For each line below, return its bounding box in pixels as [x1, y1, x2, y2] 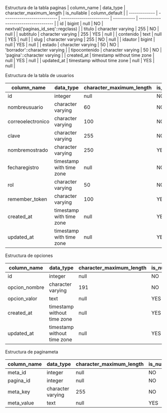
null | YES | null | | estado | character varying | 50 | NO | [5, 42, 119, 47]
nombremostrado [7, 147, 48, 154]
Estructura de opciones [5, 252, 53, 258]
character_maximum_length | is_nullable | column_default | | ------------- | [5, 10, 158, 16]
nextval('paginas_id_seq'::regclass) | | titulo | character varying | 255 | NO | [5, 26, 159, 32]
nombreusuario [7, 104, 43, 110]
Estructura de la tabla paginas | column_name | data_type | [5, 5, 126, 10]
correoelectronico [7, 118, 50, 125]
